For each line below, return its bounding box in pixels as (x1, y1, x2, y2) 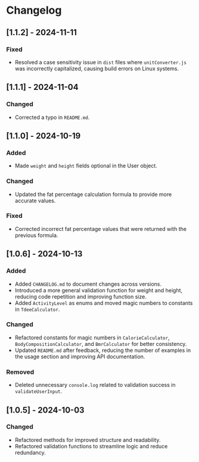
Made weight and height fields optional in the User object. (14, 162, 158, 170)
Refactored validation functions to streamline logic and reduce (14, 442, 168, 449)
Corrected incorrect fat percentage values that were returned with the (14, 225, 186, 232)
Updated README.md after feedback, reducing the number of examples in (14, 346, 191, 354)
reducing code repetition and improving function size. (14, 293, 147, 300)
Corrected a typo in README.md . (14, 114, 90, 121)
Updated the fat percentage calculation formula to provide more (14, 191, 172, 198)
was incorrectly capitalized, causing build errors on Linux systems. (14, 65, 179, 72)
